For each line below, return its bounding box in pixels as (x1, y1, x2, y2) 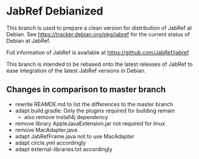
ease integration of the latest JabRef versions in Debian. (6, 67, 146, 74)
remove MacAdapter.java (15, 126, 77, 134)
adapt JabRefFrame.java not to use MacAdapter (15, 132, 135, 140)
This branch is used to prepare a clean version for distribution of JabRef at (6, 24, 192, 31)
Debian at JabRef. (6, 37, 51, 44)
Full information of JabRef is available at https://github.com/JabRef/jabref (6, 48, 189, 56)
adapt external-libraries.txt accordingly (15, 145, 113, 152)
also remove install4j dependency (24, 113, 108, 120)
